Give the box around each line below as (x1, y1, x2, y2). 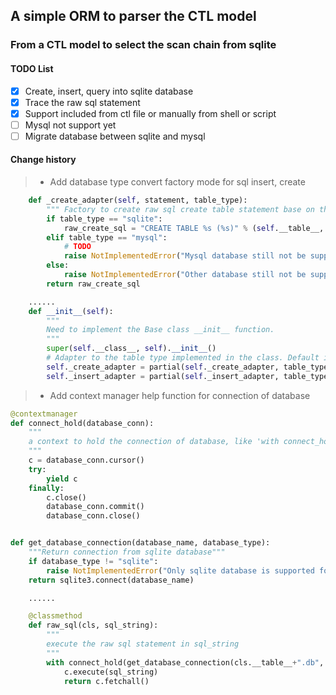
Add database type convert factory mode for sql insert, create (49, 176, 306, 188)
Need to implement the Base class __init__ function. (46, 325, 275, 335)
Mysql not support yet (24, 119, 117, 131)
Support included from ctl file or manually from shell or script (24, 107, 277, 119)
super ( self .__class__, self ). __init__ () (46, 344, 217, 354)
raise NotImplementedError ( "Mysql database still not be (63, 251, 307, 261)
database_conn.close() (46, 511, 141, 521)
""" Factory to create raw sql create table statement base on (46, 204, 315, 214)
